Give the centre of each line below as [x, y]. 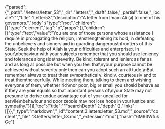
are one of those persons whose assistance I [107, 33]
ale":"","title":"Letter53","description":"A [46, 17]
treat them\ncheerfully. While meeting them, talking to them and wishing [78, 80]
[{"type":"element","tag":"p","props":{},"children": [55, 28]
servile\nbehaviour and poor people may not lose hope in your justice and [80, 101]
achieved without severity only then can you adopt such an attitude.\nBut [79, 70]
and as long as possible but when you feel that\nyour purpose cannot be [79, 64]
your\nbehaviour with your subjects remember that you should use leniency [82, 54]
